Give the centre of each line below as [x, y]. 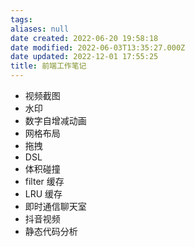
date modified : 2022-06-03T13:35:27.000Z [98, 47]
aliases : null [40, 29]
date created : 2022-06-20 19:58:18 [84, 38]
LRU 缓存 [43, 194]
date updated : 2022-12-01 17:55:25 [84, 57]
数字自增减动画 [55, 120]
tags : [21, 19]
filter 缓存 [44, 181]
